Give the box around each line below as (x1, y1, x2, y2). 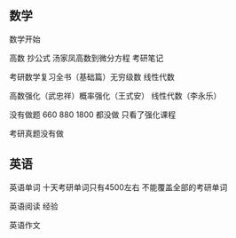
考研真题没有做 (9, 128, 64, 139)
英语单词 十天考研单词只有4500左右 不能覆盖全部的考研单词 (9, 181, 228, 193)
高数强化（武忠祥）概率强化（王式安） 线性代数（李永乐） (9, 90, 222, 100)
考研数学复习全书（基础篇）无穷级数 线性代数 (9, 71, 175, 82)
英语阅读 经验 (9, 201, 59, 211)
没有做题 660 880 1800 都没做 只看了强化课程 (9, 109, 177, 120)
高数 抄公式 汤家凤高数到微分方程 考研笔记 (9, 52, 164, 63)
